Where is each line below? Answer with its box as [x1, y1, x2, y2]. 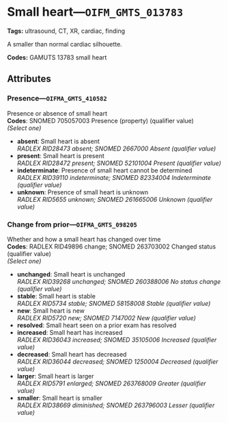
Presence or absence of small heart [7, 109, 108, 117]
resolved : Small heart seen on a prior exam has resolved [16, 321, 177, 329]
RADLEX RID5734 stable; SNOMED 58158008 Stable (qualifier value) [16, 299, 211, 307]
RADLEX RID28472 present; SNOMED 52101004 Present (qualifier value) [16, 159, 222, 167]
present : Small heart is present [16, 151, 104, 159]
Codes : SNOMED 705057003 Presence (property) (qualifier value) [7, 116, 195, 125]
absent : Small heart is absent [16, 137, 100, 145]
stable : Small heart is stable [16, 292, 96, 300]
